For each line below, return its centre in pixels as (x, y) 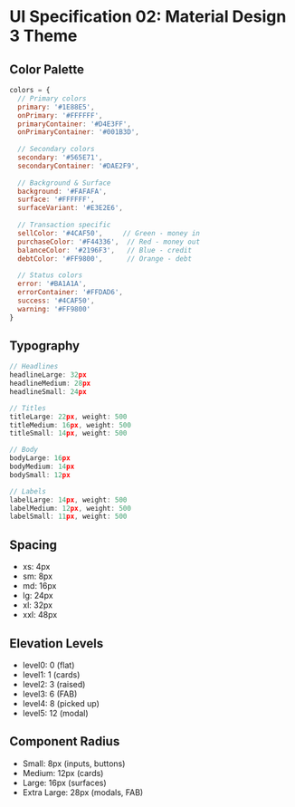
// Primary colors (52, 98)
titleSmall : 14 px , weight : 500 (68, 433)
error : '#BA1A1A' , (52, 284)
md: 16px (39, 586)
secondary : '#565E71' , (60, 158)
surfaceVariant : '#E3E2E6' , (71, 208)
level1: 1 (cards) (51, 674)
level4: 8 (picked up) (61, 703)
